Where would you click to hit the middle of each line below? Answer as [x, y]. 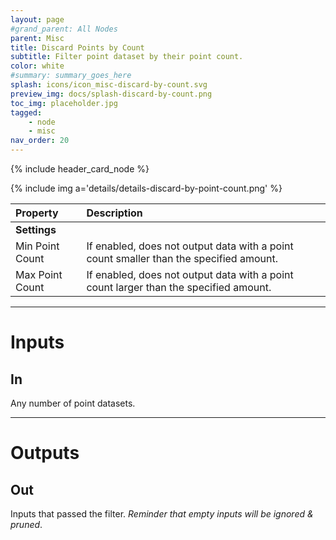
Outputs [45, 453]
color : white [37, 66]
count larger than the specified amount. [179, 287]
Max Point [39, 274]
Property [37, 213]
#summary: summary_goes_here [71, 76]
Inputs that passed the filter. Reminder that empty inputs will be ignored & [162, 514]
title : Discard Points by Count [77, 47]
